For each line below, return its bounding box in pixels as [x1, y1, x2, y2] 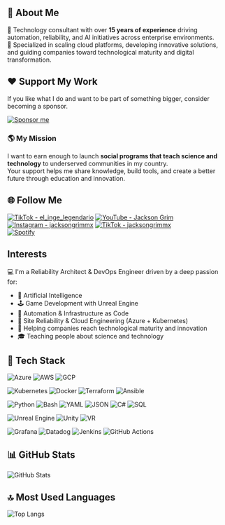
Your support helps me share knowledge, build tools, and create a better [7, 166, 216, 175]
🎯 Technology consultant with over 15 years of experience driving [7, 25, 198, 34]
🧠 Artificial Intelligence [17, 291, 82, 299]
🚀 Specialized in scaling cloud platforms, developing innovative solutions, [7, 40, 219, 49]
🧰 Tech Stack [7, 355, 66, 367]
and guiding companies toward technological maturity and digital [7, 48, 194, 56]
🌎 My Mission [7, 133, 57, 143]
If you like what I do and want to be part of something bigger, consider [7, 94, 210, 102]
